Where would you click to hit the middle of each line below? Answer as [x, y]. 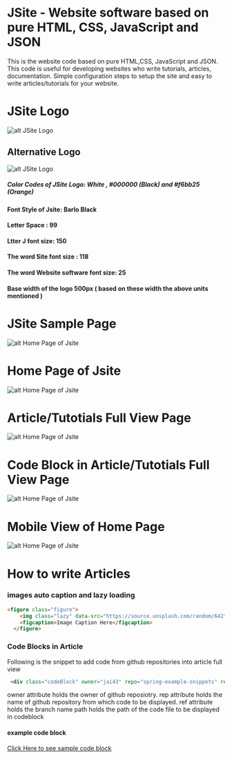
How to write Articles [69, 573]
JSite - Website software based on [108, 13]
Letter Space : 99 [32, 225]
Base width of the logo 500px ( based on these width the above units [108, 288]
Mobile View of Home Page [86, 526]
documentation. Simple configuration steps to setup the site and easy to [110, 76]
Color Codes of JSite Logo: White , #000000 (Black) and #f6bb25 [104, 185]
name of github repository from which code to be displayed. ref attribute [110, 702]
